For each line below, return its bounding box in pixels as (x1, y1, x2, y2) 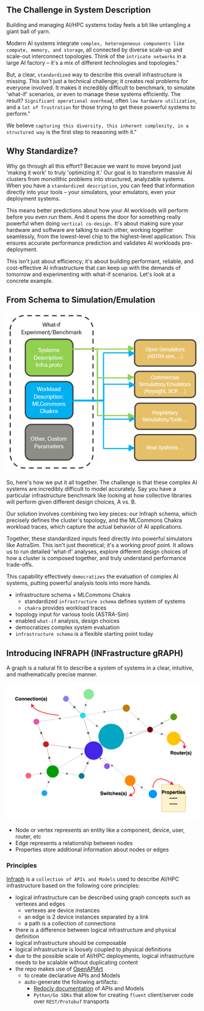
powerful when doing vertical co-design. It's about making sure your (6, 220, 184, 227)
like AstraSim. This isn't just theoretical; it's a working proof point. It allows (6, 542, 194, 549)
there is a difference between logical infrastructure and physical (15, 926, 177, 933)
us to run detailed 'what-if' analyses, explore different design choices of (6, 548, 188, 556)
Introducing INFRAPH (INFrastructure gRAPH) (6, 648, 184, 658)
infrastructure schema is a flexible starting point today (15, 630, 154, 638)
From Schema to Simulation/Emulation (6, 295, 156, 305)
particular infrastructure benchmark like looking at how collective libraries (6, 492, 192, 499)
